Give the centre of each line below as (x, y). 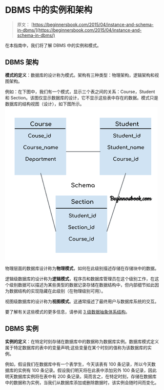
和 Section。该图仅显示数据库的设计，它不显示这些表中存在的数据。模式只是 (82, 97)
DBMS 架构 (22, 62)
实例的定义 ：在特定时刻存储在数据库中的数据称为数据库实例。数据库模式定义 (82, 341)
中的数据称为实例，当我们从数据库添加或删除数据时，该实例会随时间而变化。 (82, 382)
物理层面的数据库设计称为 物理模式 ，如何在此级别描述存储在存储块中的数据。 (82, 268)
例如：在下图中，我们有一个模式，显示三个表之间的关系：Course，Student (80, 92)
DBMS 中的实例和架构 (49, 10)
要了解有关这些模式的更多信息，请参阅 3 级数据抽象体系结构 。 (68, 312)
